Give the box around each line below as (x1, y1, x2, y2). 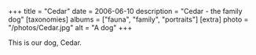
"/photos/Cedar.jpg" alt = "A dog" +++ (8, 23, 133, 32)
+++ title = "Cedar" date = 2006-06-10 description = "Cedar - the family (8, 7, 243, 15)
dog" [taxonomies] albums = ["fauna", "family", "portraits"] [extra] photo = (8, 15, 249, 24)
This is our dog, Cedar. (8, 38, 82, 47)
